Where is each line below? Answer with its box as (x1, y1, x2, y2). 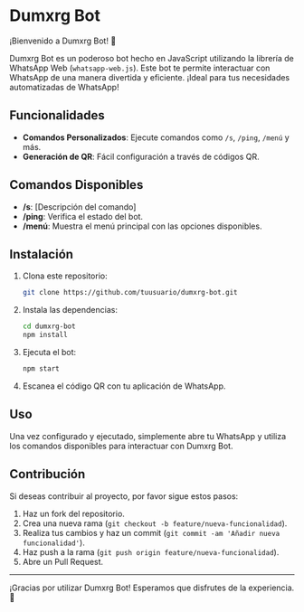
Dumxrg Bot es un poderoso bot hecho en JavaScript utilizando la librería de (9, 52, 294, 63)
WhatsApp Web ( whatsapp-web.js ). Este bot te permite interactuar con (9, 62, 271, 73)
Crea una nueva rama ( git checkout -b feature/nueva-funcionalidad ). (22, 517, 288, 529)
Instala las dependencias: (22, 305, 118, 315)
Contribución (9, 466, 86, 482)
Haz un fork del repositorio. (22, 508, 125, 519)
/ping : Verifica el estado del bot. (22, 211, 143, 221)
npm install (22, 331, 68, 340)
